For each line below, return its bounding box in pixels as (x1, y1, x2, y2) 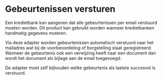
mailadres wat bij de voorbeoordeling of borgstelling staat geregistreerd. (5, 45, 152, 51)
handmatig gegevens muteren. (5, 30, 67, 36)
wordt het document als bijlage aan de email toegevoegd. (5, 55, 122, 61)
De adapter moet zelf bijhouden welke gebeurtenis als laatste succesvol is (5, 65, 156, 71)
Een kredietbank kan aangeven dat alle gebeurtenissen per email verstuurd (5, 20, 158, 26)
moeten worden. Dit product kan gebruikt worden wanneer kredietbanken (5, 25, 155, 30)
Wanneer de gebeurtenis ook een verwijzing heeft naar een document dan (5, 50, 156, 56)
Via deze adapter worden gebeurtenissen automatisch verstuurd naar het (5, 39, 154, 45)
